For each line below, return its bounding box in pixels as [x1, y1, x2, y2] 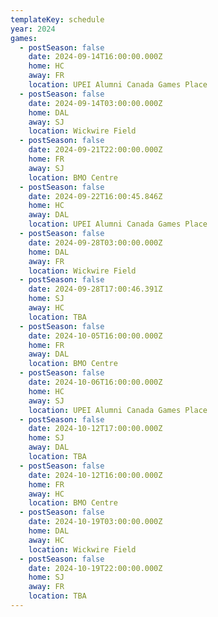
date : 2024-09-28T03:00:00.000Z [28, 237, 163, 248]
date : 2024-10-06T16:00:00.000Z [28, 377, 163, 387]
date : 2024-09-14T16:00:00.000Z [28, 52, 163, 62]
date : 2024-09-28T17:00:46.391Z [28, 284, 163, 295]
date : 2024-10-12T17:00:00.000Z [28, 424, 163, 434]
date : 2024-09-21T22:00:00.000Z [28, 145, 163, 155]
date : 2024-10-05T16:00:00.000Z [28, 331, 163, 341]
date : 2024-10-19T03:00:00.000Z [28, 517, 163, 527]
